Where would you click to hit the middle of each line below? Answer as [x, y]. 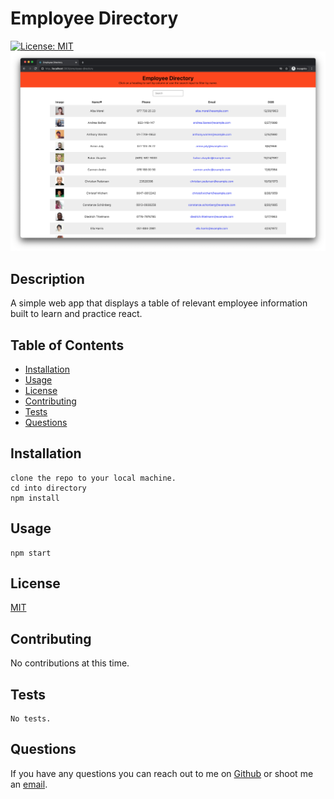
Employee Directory [94, 18]
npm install [35, 498]
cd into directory [48, 488]
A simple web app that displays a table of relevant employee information [159, 303]
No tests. [31, 719]
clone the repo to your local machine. [93, 478]
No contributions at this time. [70, 663]
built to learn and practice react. [76, 314]
